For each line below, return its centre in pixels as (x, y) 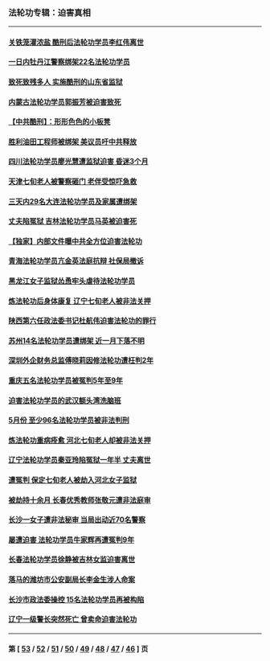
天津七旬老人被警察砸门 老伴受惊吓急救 (73, 182)
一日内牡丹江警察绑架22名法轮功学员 (69, 62)
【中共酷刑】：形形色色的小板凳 (59, 121)
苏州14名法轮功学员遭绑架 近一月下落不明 (76, 340)
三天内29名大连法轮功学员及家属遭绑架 (73, 201)
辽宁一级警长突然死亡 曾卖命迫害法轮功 (73, 619)
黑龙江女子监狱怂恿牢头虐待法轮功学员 (72, 281)
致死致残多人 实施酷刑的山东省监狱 (65, 82)
